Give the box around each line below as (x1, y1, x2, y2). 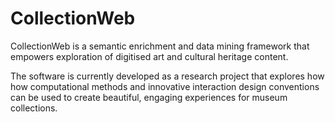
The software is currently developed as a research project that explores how (10, 70, 325, 82)
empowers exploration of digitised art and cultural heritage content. (10, 50, 289, 62)
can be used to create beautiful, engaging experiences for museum (10, 91, 288, 103)
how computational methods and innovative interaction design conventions (10, 80, 320, 92)
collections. (10, 102, 58, 114)
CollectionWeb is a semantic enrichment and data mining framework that (10, 40, 310, 52)
